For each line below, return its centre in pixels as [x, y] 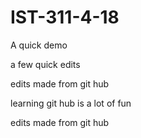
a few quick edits [45, 64]
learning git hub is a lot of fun [71, 103]
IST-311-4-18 [65, 17]
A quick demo [39, 45]
